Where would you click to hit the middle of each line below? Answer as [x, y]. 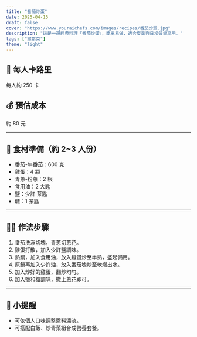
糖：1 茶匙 [27, 201]
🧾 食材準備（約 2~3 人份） [54, 149]
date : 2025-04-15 [27, 17]
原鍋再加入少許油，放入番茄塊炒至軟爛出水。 [69, 265]
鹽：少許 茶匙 [31, 194]
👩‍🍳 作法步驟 [28, 227]
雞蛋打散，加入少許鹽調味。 [48, 250]
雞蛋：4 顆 [27, 172]
